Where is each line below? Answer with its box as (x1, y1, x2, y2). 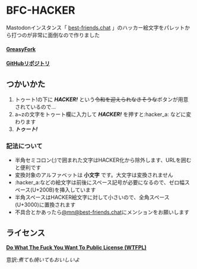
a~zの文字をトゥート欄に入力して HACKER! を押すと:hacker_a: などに (14, 111, 186, 118)
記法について (6, 142, 43, 150)
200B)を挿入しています (39, 186, 96, 193)
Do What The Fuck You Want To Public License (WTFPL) (6, 244, 147, 251)
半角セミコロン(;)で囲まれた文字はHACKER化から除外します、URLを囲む (14, 157, 192, 164)
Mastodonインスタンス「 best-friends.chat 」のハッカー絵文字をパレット (6, 24, 185, 31)
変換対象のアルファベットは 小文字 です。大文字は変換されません (14, 171, 173, 179)
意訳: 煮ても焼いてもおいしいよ (6, 257, 80, 264)
